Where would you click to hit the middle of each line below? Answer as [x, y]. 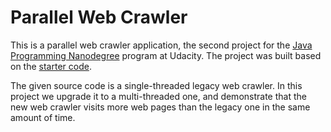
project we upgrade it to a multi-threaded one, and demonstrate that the [158, 96]
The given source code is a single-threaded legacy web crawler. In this [156, 85]
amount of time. [43, 117]
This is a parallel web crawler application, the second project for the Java [161, 45]
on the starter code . [51, 66]
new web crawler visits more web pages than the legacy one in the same [160, 107]
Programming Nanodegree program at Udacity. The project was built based [166, 55]
